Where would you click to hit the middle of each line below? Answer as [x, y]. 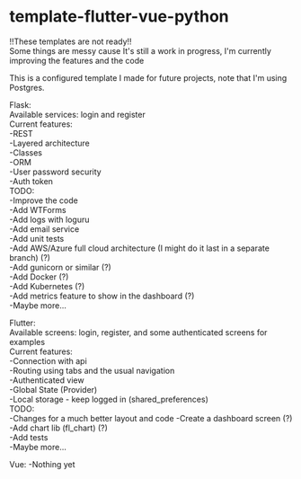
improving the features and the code [77, 60]
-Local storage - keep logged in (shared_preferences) [109, 399]
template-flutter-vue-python [119, 17]
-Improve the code [44, 200]
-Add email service [44, 229]
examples [27, 342]
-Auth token [31, 181]
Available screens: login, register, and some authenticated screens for [138, 332]
